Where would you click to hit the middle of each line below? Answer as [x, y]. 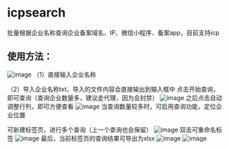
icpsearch [37, 13]
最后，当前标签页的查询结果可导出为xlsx [98, 138]
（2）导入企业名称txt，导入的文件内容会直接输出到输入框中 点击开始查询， [113, 89]
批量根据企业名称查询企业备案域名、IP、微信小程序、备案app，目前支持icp [113, 32]
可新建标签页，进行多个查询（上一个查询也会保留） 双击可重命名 [112, 130]
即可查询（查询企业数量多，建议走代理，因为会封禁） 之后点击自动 [115, 97]
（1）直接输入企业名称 [65, 74]
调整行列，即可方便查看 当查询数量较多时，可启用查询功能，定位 [112, 106]
